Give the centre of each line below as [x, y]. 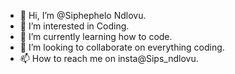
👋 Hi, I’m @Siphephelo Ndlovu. [83, 15]
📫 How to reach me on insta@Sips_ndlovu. [109, 58]
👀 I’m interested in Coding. [74, 26]
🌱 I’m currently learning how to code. [96, 36]
